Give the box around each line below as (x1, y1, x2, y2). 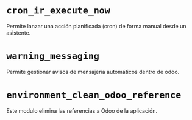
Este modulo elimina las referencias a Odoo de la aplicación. (6, 107, 157, 114)
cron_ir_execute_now (6, 5, 111, 16)
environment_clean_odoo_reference (6, 90, 182, 101)
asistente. (6, 29, 31, 36)
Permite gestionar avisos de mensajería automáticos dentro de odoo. (6, 68, 180, 75)
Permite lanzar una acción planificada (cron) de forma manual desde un (6, 22, 187, 30)
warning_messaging (6, 50, 99, 62)
